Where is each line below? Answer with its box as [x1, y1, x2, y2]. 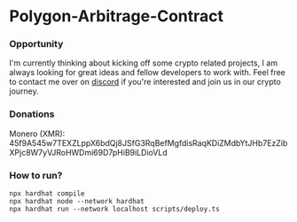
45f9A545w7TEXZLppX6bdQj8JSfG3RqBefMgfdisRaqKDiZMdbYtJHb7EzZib [9, 137, 288, 148]
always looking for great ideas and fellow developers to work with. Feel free [9, 67, 286, 78]
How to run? [9, 169, 63, 181]
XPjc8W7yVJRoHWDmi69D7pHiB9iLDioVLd [9, 147, 168, 157]
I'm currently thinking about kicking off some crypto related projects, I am [9, 57, 277, 68]
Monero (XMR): [9, 128, 66, 139]
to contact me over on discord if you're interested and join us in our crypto [9, 77, 281, 88]
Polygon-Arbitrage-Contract [9, 6, 224, 27]
